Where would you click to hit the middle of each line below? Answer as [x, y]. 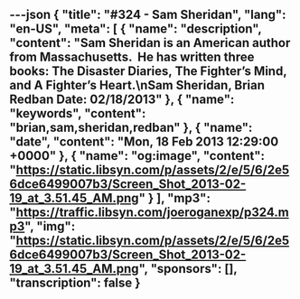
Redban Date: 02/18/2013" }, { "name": [122, 100]
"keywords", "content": [78, 113]
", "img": [50, 226]
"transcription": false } [75, 283]
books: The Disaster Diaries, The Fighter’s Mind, [148, 71]
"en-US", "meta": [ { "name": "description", [136, 29]
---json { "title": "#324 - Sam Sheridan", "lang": [148, 15]
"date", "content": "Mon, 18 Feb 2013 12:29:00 [144, 142]
